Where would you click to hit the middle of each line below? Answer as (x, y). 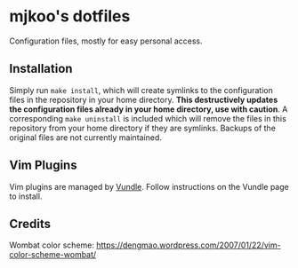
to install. (26, 196)
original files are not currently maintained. (86, 137)
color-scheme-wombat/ (53, 255)
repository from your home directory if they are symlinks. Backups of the (142, 128)
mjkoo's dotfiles (70, 16)
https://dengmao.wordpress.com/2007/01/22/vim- (189, 245)
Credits (30, 224)
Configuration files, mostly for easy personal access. (106, 41)
